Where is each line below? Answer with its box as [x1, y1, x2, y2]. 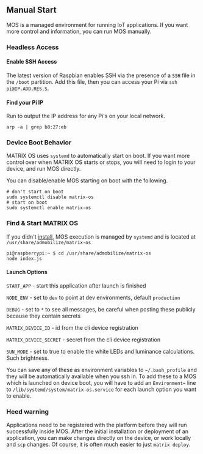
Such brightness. [6, 354, 49, 362]
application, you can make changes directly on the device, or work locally [6, 434, 191, 442]
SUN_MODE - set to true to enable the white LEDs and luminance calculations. [6, 348, 195, 355]
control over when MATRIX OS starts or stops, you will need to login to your [6, 158, 196, 166]
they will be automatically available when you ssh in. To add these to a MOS [6, 373, 197, 380]
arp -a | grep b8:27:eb [6, 124, 67, 130]
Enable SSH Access [6, 58, 57, 65]
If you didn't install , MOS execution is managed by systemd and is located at [6, 233, 196, 240]
